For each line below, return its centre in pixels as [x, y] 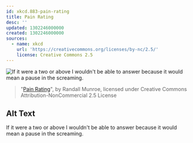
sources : [17, 39]
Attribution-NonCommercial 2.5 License [69, 95]
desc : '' [17, 22]
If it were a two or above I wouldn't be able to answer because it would [92, 128]
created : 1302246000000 [35, 33]
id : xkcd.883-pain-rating [38, 11]
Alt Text [21, 114]
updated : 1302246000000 [35, 28]
